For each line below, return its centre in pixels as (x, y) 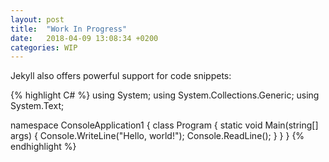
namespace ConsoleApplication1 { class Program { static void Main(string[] (164, 125)
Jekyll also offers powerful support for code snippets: (121, 76)
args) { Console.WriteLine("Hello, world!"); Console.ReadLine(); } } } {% (157, 136)
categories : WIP (44, 47)
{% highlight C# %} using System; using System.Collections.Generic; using (165, 95)
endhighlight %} (43, 147)
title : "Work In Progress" (69, 29)
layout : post (37, 19)
